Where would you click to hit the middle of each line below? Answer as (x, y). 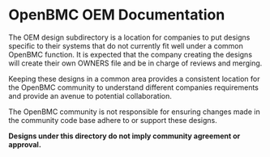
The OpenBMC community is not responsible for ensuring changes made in (135, 112)
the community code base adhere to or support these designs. (113, 120)
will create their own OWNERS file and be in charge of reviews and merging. (135, 63)
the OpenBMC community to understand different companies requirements (134, 87)
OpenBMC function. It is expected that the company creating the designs (131, 54)
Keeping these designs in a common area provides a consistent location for (134, 78)
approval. (25, 144)
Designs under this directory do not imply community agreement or (124, 136)
